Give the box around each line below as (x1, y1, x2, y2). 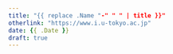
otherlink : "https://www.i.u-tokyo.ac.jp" (8, 19, 151, 27)
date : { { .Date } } (8, 26, 69, 34)
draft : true (8, 33, 48, 42)
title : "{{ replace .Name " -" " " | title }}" (8, 11, 166, 20)
